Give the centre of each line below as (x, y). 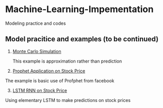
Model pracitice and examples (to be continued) (82, 39)
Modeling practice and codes (36, 23)
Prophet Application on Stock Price (49, 71)
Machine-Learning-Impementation (79, 9)
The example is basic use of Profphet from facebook (60, 80)
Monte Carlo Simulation (37, 51)
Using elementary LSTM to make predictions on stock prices (68, 100)
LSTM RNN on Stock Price (40, 90)
